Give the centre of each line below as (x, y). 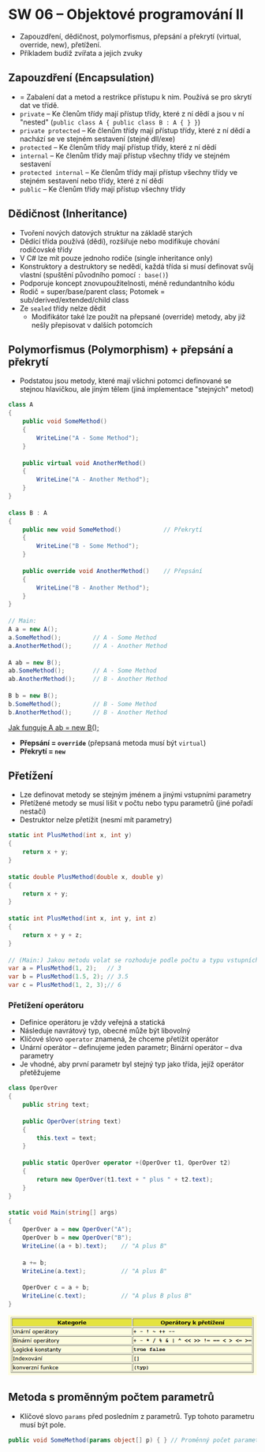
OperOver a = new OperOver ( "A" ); (77, 1230)
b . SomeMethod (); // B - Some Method (82, 704)
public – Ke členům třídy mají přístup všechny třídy (103, 189)
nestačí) (33, 812)
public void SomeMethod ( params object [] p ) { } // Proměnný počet (119, 1440)
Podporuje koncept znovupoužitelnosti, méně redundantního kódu (127, 283)
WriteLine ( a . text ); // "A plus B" (95, 1271)
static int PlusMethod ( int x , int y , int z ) (82, 919)
